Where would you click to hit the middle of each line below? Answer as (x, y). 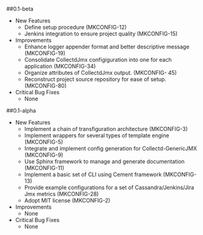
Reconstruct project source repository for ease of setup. (95, 79)
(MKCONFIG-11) (44, 168)
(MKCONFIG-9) (44, 155)
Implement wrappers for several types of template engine (97, 135)
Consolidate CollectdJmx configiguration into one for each (98, 60)
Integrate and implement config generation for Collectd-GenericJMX (111, 148)
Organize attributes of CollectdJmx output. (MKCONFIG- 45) (101, 73)
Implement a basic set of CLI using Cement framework (93, 174)
